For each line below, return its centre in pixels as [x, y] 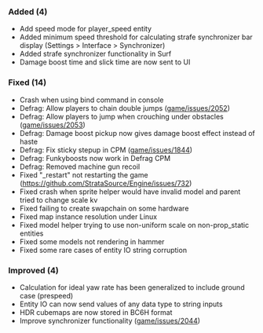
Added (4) [28, 12]
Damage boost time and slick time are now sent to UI [105, 62]
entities [31, 233]
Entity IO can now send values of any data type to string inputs [121, 304]
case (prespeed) [46, 295]
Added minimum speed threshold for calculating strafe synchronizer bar [136, 37]
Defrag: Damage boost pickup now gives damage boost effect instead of [137, 133]
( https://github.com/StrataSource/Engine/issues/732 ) [106, 183]
